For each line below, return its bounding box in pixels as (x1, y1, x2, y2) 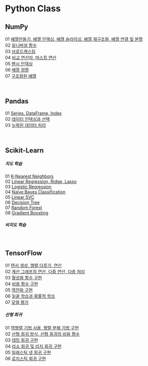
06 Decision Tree (5, 200, 40, 206)
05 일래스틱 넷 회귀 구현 (5, 349, 51, 355)
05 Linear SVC (5, 194, 34, 200)
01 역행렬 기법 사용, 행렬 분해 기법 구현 (5, 325, 79, 331)
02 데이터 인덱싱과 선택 (5, 116, 50, 122)
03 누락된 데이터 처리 (5, 122, 46, 128)
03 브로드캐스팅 (5, 49, 36, 54)
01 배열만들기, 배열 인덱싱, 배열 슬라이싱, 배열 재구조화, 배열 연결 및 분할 (5, 36, 143, 42)
